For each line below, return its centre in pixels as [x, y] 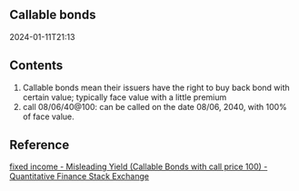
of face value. [48, 116]
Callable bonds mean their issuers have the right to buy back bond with [156, 87]
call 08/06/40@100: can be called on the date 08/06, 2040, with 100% [155, 106]
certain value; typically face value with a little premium [125, 97]
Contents [36, 66]
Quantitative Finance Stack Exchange [80, 176]
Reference [40, 145]
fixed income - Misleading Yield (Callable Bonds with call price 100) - [139, 166]
